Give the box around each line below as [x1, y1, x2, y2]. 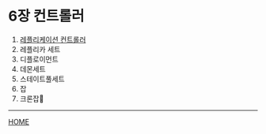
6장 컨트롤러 [8, 7, 85, 25]
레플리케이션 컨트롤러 [19, 35, 86, 44]
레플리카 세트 [19, 44, 61, 54]
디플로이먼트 [19, 54, 59, 64]
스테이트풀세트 [19, 74, 65, 84]
